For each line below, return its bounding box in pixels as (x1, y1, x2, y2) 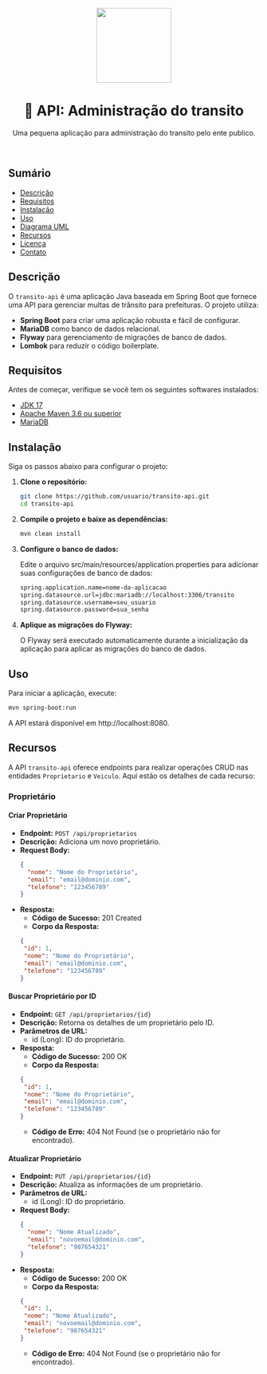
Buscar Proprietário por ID (8, 991, 97, 1001)
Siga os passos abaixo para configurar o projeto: (8, 462, 168, 471)
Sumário (8, 167, 52, 180)
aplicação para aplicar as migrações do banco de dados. (19, 644, 207, 654)
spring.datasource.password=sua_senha (19, 606, 149, 614)
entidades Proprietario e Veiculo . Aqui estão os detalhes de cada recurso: (8, 770, 255, 781)
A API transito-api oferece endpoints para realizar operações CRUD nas (8, 762, 249, 772)
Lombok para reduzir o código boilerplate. (19, 341, 159, 350)
